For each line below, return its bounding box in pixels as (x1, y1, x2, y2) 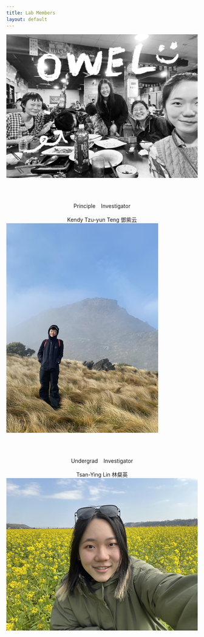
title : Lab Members (6, 10, 56, 16)
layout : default (6, 16, 47, 23)
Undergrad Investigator (70, 457, 134, 464)
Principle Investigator (73, 202, 131, 210)
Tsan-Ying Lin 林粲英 (76, 471, 128, 478)
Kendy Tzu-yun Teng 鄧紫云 (67, 216, 137, 223)
